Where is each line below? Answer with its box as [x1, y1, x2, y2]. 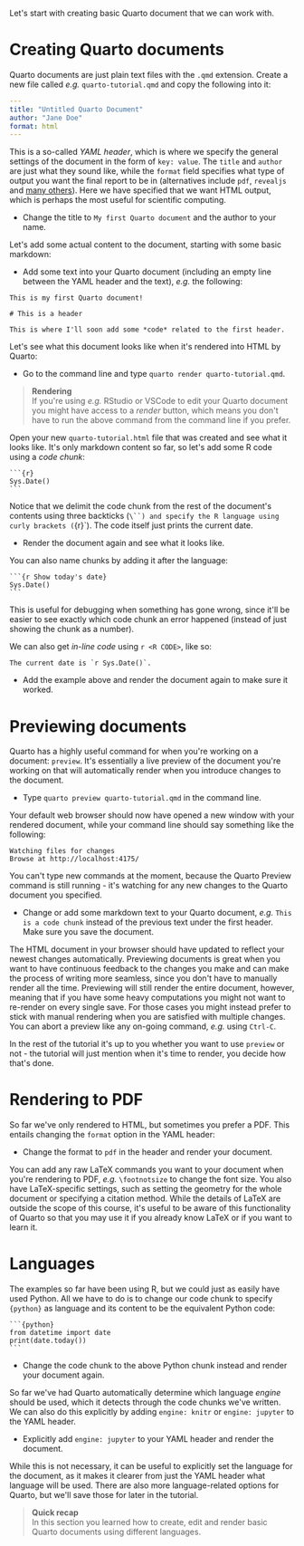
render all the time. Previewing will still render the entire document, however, [9, 983, 295, 994]
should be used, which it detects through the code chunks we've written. [9, 1397, 281, 1407]
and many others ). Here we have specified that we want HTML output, [9, 185, 271, 196]
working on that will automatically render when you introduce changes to [9, 765, 281, 776]
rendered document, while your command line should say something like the [9, 820, 294, 831]
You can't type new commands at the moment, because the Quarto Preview [9, 870, 292, 881]
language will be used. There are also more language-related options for [9, 1480, 280, 1491]
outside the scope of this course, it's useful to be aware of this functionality [9, 1203, 291, 1214]
